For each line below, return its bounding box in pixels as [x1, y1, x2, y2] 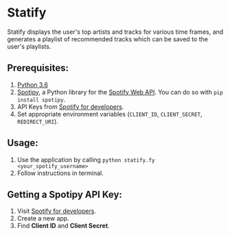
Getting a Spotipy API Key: [7, 188, 122, 201]
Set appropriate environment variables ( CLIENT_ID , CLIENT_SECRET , [16, 110, 203, 118]
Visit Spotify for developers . [16, 207, 96, 215]
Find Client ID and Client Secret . [16, 222, 110, 230]
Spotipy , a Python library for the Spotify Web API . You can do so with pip [16, 88, 223, 96]
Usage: [7, 137, 39, 149]
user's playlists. [7, 42, 51, 50]
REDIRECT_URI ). [16, 117, 58, 125]
